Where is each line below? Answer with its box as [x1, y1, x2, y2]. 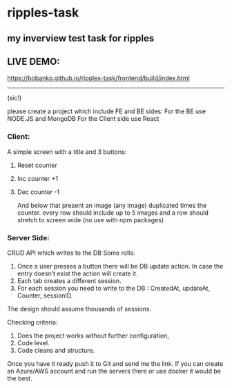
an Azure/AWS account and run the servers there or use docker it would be [7, 367, 221, 375]
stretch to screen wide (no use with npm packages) [17, 215, 164, 224]
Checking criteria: [7, 318, 58, 326]
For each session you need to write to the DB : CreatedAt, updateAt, [17, 284, 211, 292]
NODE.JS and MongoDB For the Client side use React [7, 115, 159, 123]
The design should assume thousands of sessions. [7, 304, 152, 313]
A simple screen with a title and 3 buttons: [7, 147, 127, 156]
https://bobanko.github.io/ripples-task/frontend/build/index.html [7, 74, 190, 82]
